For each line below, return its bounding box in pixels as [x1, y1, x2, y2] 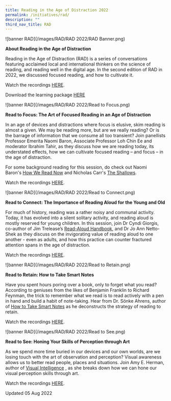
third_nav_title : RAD [5, 22, 52, 27]
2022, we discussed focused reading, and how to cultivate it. [5, 72, 134, 78]
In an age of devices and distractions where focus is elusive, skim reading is [5, 121, 166, 128]
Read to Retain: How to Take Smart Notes [5, 272, 94, 278]
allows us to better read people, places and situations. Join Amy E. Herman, [5, 360, 164, 366]
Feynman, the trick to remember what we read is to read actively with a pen [5, 292, 164, 299]
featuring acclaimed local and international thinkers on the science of [5, 61, 151, 67]
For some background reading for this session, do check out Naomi [5, 164, 147, 171]
